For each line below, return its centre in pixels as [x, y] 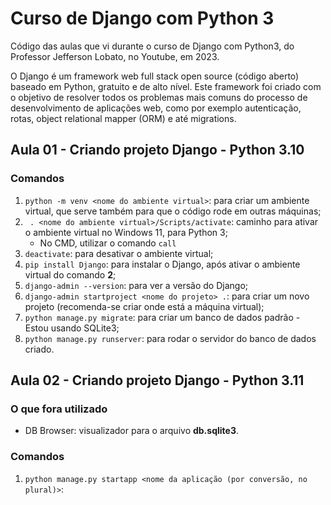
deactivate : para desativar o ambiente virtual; [119, 253]
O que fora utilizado [59, 409]
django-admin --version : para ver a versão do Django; [136, 285]
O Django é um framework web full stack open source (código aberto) [155, 76]
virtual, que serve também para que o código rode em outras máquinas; [173, 211]
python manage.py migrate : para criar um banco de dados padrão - [162, 317]
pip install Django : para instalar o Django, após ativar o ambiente [162, 264]
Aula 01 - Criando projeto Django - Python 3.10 [157, 150]
